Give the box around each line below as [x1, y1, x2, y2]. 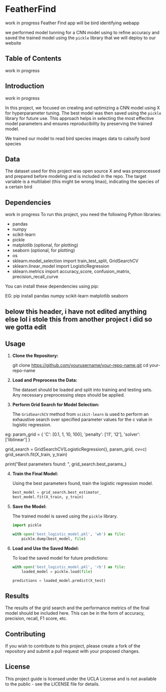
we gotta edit [5, 323, 47, 331]
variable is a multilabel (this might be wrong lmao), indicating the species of [5, 178, 160, 184]
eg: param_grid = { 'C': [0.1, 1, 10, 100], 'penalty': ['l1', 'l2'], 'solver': [5, 431, 141, 437]
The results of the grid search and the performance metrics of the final [5, 605, 150, 611]
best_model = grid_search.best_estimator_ [12, 490, 102, 495]
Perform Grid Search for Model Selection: [12, 402, 100, 407]
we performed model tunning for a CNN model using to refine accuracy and [5, 29, 160, 35]
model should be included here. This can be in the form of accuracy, [5, 610, 145, 616]
